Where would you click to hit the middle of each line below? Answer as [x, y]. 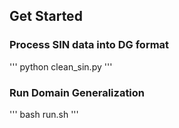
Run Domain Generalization [77, 92]
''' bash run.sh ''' [44, 114]
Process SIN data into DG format [89, 45]
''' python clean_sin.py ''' [61, 66]
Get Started [46, 16]
